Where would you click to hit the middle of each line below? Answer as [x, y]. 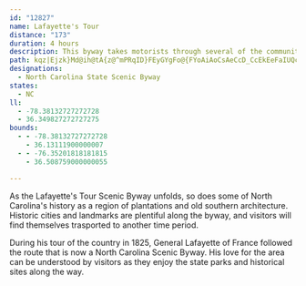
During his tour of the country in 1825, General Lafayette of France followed [151, 242]
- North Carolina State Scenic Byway [89, 77]
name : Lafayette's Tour [55, 26]
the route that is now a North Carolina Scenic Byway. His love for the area [147, 252]
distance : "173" [40, 35]
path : [20, 60]
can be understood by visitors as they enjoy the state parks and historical [147, 261]
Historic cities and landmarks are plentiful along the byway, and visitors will [150, 215]
